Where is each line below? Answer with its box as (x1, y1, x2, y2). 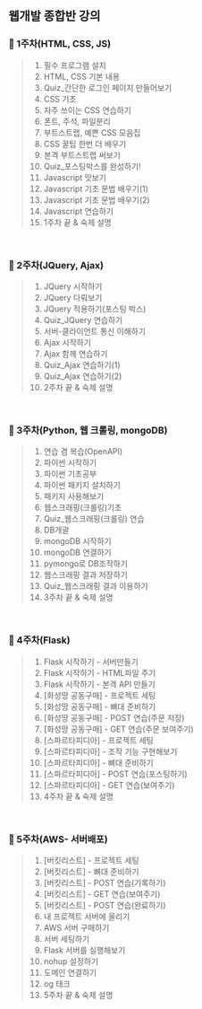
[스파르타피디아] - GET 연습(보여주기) (43, 779, 175, 790)
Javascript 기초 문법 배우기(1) (43, 183, 149, 194)
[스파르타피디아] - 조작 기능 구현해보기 (43, 746, 178, 757)
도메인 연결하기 (43, 967, 97, 978)
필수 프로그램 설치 (43, 59, 106, 70)
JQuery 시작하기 (43, 281, 103, 292)
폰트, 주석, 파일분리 (43, 116, 111, 127)
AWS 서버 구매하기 (43, 922, 110, 933)
